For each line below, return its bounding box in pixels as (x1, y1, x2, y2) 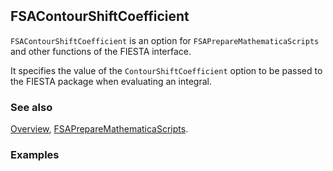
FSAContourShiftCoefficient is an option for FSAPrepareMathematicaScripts (10, 34, 320, 46)
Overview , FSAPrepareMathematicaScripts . (10, 122, 189, 135)
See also (10, 100, 53, 114)
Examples (10, 147, 60, 161)
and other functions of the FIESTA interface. (10, 45, 192, 57)
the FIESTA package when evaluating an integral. (10, 75, 212, 87)
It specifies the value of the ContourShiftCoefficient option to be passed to (10, 64, 323, 76)
